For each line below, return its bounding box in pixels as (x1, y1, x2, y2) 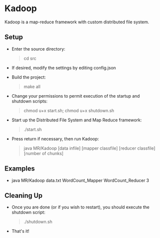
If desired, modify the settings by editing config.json (11, 65, 116, 70)
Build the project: (11, 74, 46, 80)
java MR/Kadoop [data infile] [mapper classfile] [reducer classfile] (23, 145, 156, 151)
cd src (23, 55, 37, 61)
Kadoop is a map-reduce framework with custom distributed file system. (4, 19, 149, 25)
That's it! (11, 228, 30, 234)
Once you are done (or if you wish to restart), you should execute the (11, 204, 150, 210)
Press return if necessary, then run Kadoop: (11, 136, 99, 141)
